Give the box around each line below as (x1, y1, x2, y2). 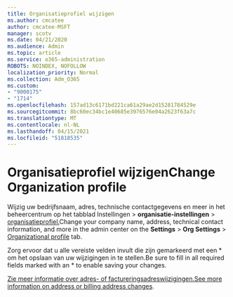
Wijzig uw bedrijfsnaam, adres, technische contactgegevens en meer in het (7, 203, 226, 211)
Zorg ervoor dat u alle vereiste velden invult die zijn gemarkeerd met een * (7, 246, 222, 255)
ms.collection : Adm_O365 (7, 75, 80, 83)
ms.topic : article (7, 50, 61, 57)
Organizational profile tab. (7, 232, 83, 241)
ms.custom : (7, 82, 39, 89)
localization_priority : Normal (7, 69, 99, 76)
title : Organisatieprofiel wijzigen (7, 10, 114, 18)
